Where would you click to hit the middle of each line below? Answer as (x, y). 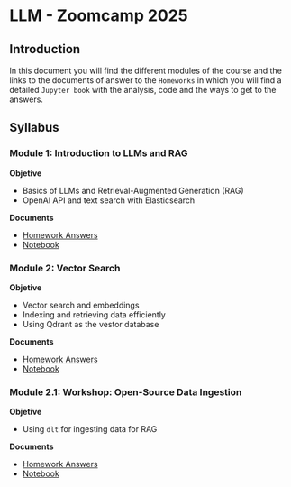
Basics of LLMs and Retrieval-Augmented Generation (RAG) (133, 190)
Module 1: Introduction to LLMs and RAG (99, 153)
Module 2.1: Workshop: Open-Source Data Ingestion (126, 391)
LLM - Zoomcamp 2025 (99, 16)
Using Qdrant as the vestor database (91, 324)
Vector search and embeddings (81, 305)
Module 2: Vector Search (65, 268)
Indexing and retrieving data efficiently (94, 314)
